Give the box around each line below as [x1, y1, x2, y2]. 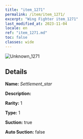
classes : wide [5, 40, 35, 45]
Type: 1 [5, 110, 21, 116]
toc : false [5, 35, 28, 40]
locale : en [5, 26, 28, 31]
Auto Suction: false [5, 129, 45, 135]
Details [5, 68, 27, 76]
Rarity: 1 [5, 100, 22, 106]
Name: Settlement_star [5, 80, 52, 87]
